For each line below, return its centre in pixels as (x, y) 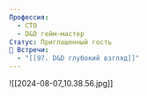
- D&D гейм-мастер (51, 34)
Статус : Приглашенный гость (61, 42)
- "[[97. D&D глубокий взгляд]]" (78, 58)
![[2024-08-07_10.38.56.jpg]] (61, 83)
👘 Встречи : (29, 50)
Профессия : (29, 17)
